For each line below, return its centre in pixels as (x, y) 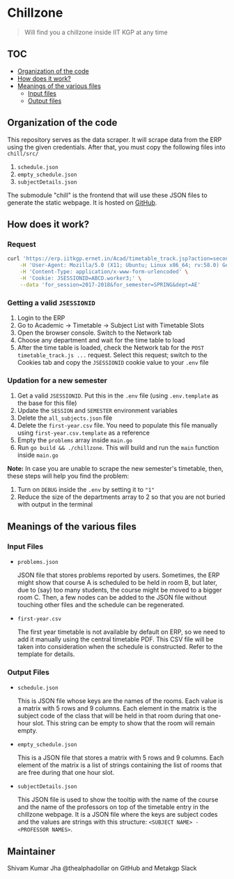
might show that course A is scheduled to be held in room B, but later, (117, 582)
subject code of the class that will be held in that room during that (112, 716)
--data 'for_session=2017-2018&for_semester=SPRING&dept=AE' (110, 284)
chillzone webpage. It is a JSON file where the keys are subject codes (117, 815)
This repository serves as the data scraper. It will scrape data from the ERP (115, 139)
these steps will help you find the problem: (68, 476)
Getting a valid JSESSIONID (51, 303)
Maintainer (31, 851)
